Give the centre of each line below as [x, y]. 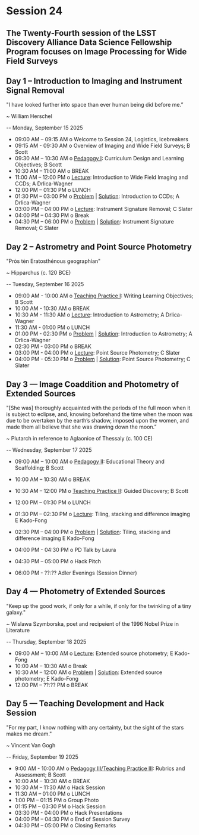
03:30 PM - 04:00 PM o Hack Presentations [69, 812]
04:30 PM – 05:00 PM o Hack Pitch [58, 561]
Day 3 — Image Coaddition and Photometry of [93, 384]
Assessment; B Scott [40, 775]
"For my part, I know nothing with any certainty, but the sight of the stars [95, 727]
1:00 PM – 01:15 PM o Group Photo [57, 800]
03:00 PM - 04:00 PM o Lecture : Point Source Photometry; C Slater [97, 353]
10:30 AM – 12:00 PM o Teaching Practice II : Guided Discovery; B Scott [102, 491]
